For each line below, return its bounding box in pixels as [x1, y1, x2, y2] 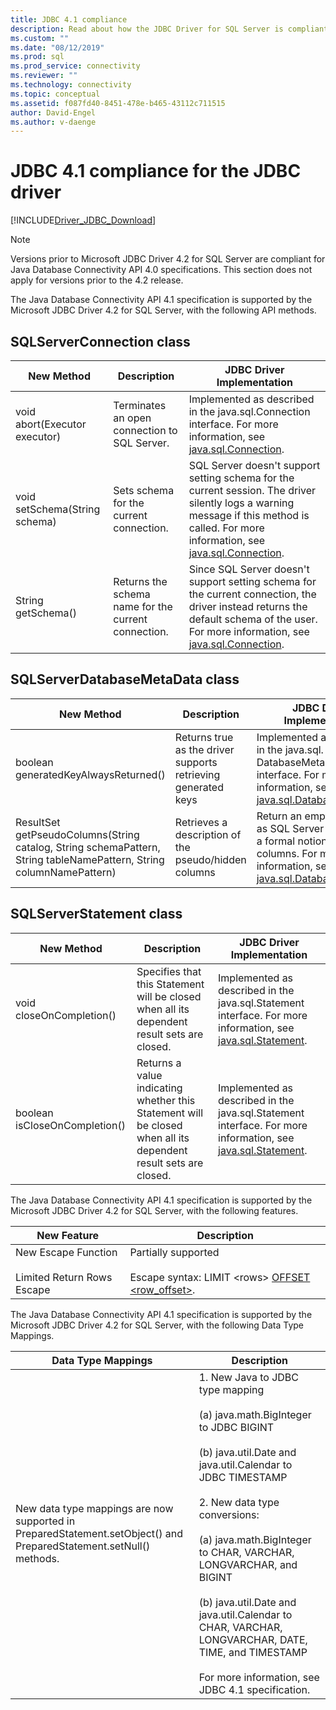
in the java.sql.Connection [188, 405, 311, 418]
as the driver [174, 742, 235, 756]
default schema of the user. [188, 612, 318, 626]
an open [113, 411, 152, 425]
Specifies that [136, 964, 202, 978]
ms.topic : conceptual [10, 89, 101, 99]
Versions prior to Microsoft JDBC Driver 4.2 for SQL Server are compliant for [10, 253, 326, 265]
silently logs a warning [188, 496, 295, 510]
